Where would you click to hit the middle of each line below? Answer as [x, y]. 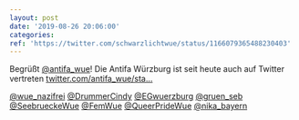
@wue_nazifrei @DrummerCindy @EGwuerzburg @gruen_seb [126, 96]
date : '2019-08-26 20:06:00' [65, 26]
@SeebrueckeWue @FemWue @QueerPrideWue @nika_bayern [129, 106]
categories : [32, 35]
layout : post [34, 18]
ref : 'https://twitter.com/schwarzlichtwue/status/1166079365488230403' [150, 43]
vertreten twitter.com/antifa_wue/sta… [81, 79]
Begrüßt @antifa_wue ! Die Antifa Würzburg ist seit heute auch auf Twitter [147, 69]
